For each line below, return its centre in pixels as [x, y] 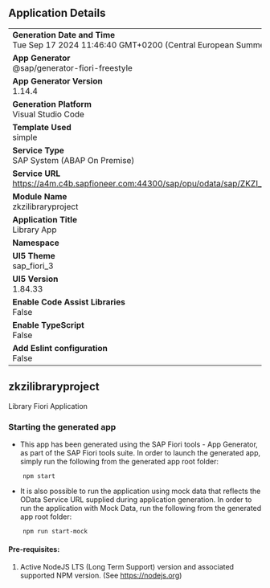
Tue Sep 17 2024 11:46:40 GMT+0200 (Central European [123, 45]
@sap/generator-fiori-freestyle [72, 67]
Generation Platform [52, 104]
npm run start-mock [55, 531]
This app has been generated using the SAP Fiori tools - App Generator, [139, 444]
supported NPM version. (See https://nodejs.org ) [101, 576]
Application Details [57, 13]
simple [25, 137]
